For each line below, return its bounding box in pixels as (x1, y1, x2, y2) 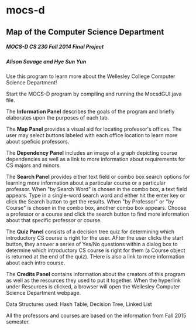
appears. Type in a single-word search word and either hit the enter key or (6, 192, 185, 199)
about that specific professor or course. (6, 216, 102, 223)
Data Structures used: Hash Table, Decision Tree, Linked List (6, 300, 152, 308)
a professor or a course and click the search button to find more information (6, 210, 190, 217)
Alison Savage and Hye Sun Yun (6, 58, 87, 65)
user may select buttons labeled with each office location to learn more (6, 131, 178, 138)
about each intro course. (6, 259, 66, 266)
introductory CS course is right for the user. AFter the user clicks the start (6, 234, 184, 241)
